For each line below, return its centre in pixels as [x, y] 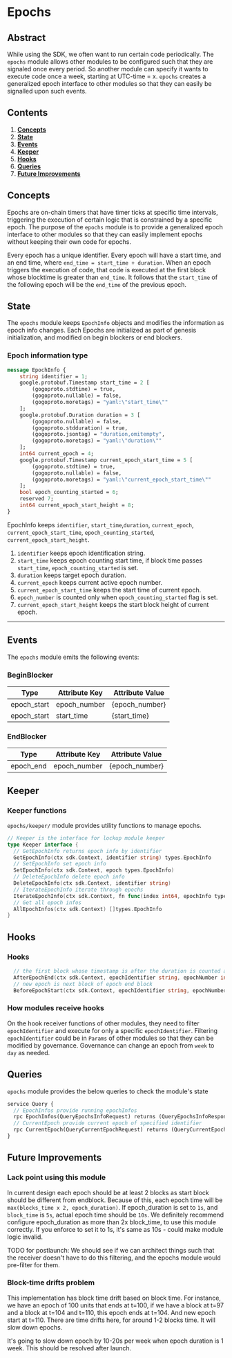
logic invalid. [25, 1237]
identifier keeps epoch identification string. [81, 553]
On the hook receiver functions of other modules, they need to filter [104, 1023]
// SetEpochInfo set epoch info [60, 864]
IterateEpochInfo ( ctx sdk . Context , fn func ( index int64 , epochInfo [113, 896]
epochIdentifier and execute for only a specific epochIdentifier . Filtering [113, 1030]
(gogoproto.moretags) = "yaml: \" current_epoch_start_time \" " [122, 479]
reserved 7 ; [37, 499]
